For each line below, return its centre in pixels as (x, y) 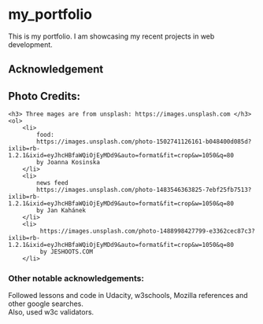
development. (30, 44)
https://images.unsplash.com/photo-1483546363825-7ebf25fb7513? (144, 190)
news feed (52, 183)
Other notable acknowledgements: (76, 278)
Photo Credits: (44, 96)
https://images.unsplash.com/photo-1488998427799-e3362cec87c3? (148, 231)
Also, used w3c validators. (51, 312)
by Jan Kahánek (61, 211)
